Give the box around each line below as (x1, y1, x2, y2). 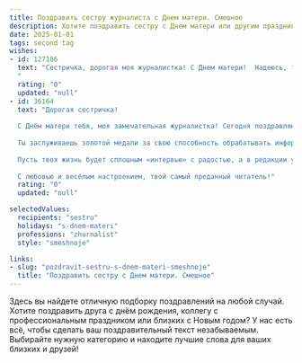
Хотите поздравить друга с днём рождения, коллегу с (9, 305, 218, 315)
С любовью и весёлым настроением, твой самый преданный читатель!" (17, 172, 276, 181)
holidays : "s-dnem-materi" (17, 221, 119, 230)
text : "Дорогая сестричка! (17, 105, 119, 114)
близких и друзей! (9, 343, 79, 354)
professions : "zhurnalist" (17, 230, 119, 239)
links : (9, 254, 34, 263)
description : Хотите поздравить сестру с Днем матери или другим (9, 22, 259, 31)
